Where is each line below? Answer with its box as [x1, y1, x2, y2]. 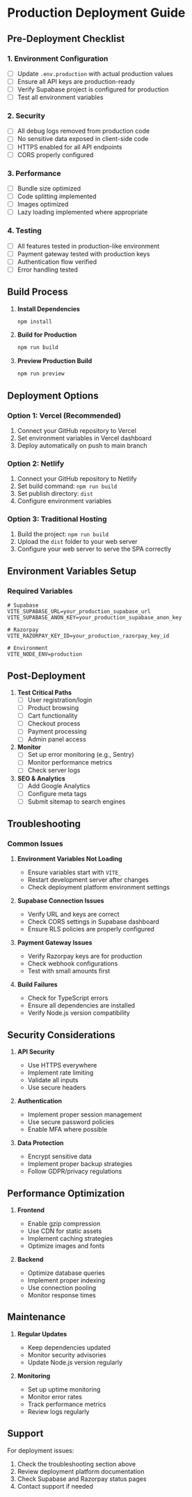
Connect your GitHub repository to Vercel [17, 426, 137, 434]
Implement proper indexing [27, 1276, 106, 1285]
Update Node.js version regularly [27, 1358, 123, 1366]
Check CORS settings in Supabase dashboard [27, 917, 160, 926]
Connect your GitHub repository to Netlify [17, 475, 137, 483]
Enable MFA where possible [27, 1126, 108, 1134]
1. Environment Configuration [7, 54, 109, 64]
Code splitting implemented [17, 192, 97, 200]
